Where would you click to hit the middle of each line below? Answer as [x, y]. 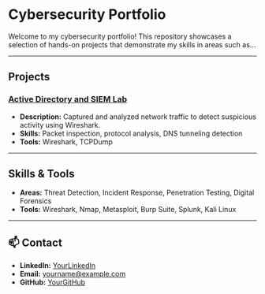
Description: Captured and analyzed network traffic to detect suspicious [138, 117]
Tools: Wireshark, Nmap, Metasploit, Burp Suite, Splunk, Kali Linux [128, 210]
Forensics [35, 201]
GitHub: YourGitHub [52, 282]
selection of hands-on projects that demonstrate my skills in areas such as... [132, 44]
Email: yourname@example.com [73, 274]
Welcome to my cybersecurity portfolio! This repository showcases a [120, 36]
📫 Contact [35, 242]
